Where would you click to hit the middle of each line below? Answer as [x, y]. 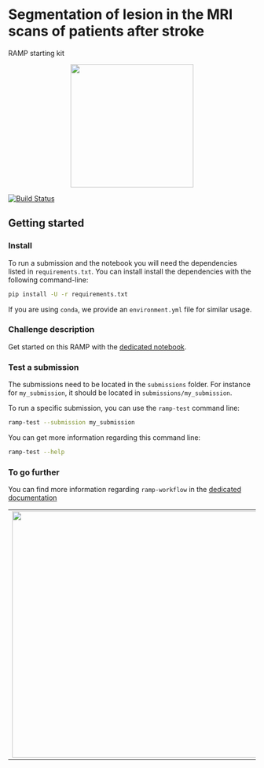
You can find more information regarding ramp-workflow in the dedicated [125, 490]
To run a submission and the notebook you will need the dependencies [123, 263]
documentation [33, 498]
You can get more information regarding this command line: [104, 437]
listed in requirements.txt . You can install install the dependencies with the [130, 271]
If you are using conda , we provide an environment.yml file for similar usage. [130, 309]
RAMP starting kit [37, 53]
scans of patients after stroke [106, 31]
